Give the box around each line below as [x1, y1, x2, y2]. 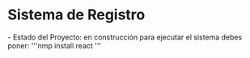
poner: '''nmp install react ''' [7, 40, 102, 50]
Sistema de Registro [7, 6, 146, 24]
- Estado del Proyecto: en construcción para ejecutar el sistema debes [7, 32, 243, 42]
